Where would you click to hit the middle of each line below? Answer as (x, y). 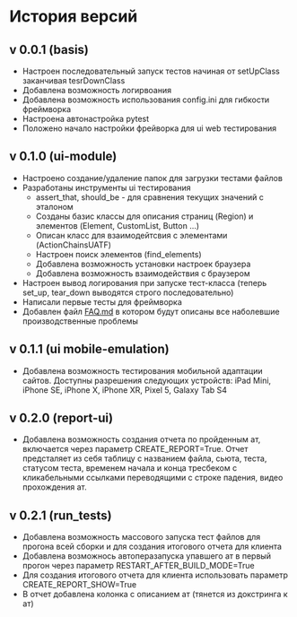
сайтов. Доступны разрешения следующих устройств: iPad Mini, (147, 380)
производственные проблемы (80, 321)
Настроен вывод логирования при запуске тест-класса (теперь (144, 282)
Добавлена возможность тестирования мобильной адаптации (142, 370)
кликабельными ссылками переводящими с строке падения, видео (153, 478)
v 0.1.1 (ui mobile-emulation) (89, 349)
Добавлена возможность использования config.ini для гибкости (146, 100)
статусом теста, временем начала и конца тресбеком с (130, 468)
